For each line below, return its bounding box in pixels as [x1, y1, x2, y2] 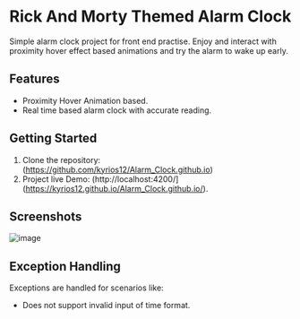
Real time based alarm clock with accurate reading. [21, 105, 212, 116]
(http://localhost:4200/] [91, 173, 179, 185]
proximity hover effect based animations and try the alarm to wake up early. [9, 45, 288, 56]
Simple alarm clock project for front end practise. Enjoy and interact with [9, 36, 278, 47]
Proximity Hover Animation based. [21, 95, 149, 106]
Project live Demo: [21, 173, 90, 185]
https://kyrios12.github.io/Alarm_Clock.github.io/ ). [25, 183, 209, 194]
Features [9, 72, 60, 87]
